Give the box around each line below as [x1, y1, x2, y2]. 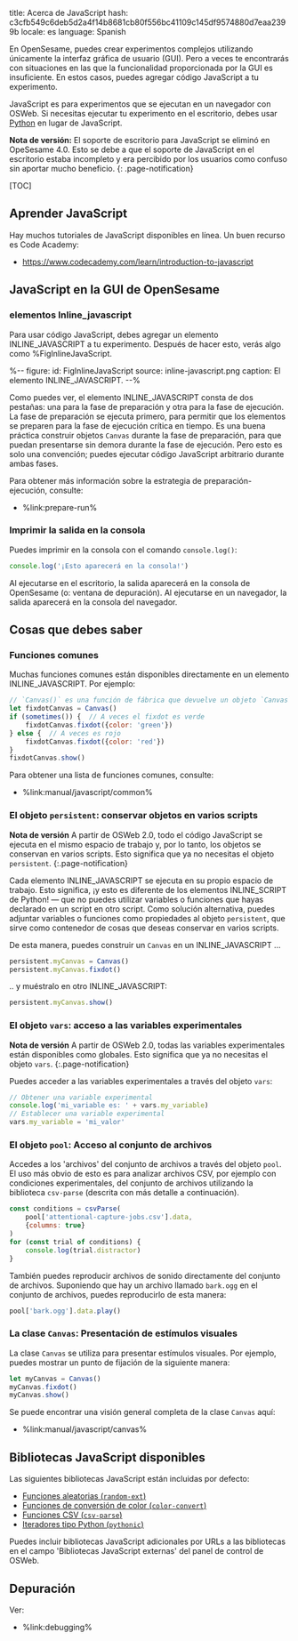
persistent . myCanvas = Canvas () [9, 956, 129, 966]
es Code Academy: [9, 239, 80, 250]
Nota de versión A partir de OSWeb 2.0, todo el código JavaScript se [9, 829, 263, 840]
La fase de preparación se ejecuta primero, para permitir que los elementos [9, 411, 286, 422]
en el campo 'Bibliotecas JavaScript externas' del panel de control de [9, 1546, 264, 1557]
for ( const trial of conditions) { [9, 1237, 141, 1246]
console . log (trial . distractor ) [25, 1245, 141, 1255]
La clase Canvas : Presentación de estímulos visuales [9, 1327, 238, 1339]
